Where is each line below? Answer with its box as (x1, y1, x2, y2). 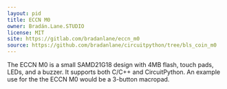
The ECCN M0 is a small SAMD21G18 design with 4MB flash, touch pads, (7, 61, 215, 68)
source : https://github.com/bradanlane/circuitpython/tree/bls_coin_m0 (7, 42, 217, 49)
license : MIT (7, 29, 45, 36)
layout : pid (7, 10, 41, 17)
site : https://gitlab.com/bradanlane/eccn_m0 (7, 36, 140, 42)
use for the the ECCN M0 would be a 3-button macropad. (7, 75, 170, 83)
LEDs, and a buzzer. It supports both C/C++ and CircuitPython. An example (7, 68, 221, 76)
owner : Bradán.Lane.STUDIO (7, 23, 85, 29)
